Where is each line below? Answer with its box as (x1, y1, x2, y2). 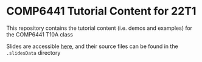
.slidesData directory (6, 49, 61, 56)
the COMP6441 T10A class (6, 30, 73, 38)
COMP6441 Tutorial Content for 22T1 (6, 4, 197, 18)
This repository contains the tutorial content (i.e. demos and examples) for (6, 24, 193, 32)
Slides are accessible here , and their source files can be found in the (6, 43, 178, 50)
